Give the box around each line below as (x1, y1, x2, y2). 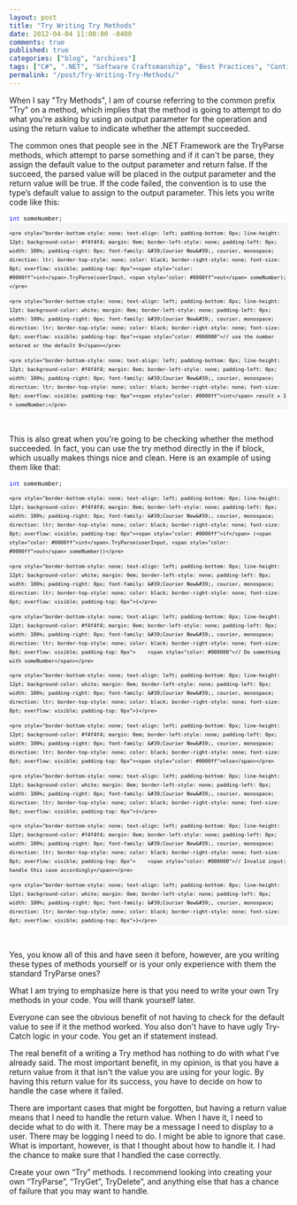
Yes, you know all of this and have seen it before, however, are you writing (9, 949, 280, 960)
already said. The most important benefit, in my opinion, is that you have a (9, 1057, 279, 1068)
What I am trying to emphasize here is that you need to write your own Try (9, 985, 279, 996)
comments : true (9, 37, 65, 47)
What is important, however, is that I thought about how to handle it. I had (9, 1139, 276, 1151)
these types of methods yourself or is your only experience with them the (9, 958, 277, 969)
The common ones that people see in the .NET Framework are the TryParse (9, 140, 285, 151)
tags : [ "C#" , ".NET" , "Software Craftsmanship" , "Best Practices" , (9, 63, 263, 72)
